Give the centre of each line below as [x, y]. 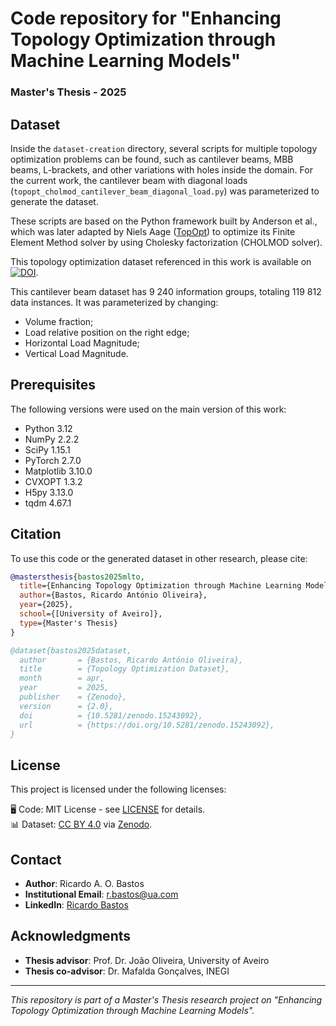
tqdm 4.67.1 [48, 503]
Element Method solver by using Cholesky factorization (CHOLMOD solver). [166, 242]
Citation [36, 534]
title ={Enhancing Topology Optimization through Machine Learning [160, 586]
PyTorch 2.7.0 [53, 460]
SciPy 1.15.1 [47, 449]
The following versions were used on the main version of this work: [148, 409]
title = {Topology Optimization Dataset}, [124, 669]
